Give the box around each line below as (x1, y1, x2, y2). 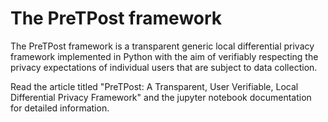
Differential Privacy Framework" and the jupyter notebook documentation (10, 91, 312, 103)
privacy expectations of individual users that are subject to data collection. (10, 61, 318, 73)
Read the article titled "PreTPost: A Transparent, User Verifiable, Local (10, 80, 299, 92)
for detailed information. (10, 102, 110, 114)
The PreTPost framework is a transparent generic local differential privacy (10, 40, 315, 52)
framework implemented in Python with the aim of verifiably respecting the (10, 50, 319, 62)
